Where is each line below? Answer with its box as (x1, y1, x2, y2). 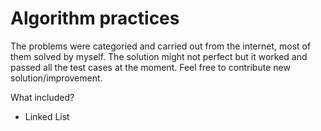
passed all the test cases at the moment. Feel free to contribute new (10, 61, 291, 73)
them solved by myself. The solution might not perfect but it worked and (10, 50, 308, 62)
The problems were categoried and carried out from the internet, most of (10, 40, 312, 52)
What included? (10, 91, 75, 103)
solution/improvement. (10, 72, 103, 84)
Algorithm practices (10, 7, 180, 30)
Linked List (24, 110, 70, 122)
